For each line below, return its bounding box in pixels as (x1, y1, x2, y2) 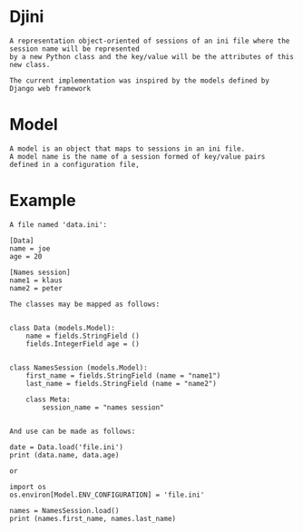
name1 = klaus (9, 275, 64, 285)
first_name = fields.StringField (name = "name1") (25, 370, 221, 380)
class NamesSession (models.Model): (9, 363, 148, 372)
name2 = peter (9, 283, 64, 292)
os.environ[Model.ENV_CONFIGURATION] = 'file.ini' (9, 490, 205, 499)
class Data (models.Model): (9, 323, 116, 332)
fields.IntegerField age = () (25, 339, 141, 349)
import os (9, 482, 47, 491)
